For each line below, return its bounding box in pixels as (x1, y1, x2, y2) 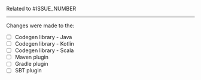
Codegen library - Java (14, 34, 72, 40)
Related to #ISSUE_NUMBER (6, 5, 77, 12)
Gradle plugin (14, 60, 48, 68)
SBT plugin (14, 67, 42, 74)
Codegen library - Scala (14, 47, 74, 54)
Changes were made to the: (6, 22, 75, 29)
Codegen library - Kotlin (14, 40, 75, 47)
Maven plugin (14, 53, 49, 61)
